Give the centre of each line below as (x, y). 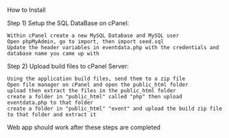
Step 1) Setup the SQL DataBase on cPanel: (68, 23)
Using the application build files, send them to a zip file (96, 79)
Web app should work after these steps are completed (84, 127)
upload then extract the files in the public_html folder (92, 91)
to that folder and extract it (52, 115)
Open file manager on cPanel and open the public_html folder (98, 85)
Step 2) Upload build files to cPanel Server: (68, 66)
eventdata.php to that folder (50, 102)
